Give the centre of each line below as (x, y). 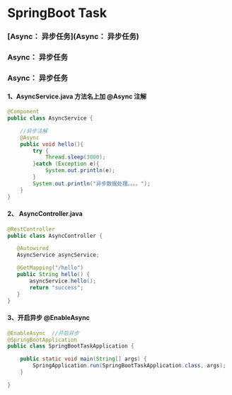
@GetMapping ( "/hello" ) (50, 268)
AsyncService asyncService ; (58, 255)
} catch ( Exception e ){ (66, 164)
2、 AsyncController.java (45, 214)
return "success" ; (56, 287)
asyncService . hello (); (63, 281)
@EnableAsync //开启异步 (43, 333)
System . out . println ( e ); (80, 171)
